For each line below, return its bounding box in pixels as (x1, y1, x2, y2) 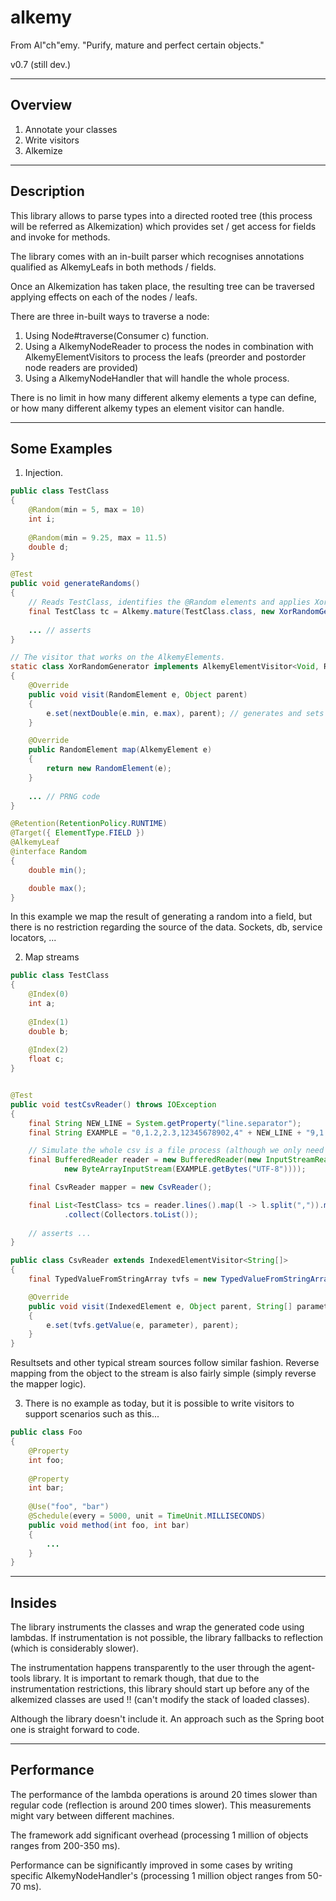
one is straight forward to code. (10, 1724, 140, 1736)
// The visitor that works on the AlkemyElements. (10, 652, 226, 663)
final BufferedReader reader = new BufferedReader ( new (28, 1155, 262, 1165)
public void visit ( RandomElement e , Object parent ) (28, 689, 248, 700)
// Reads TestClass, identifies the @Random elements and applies (28, 597, 311, 607)
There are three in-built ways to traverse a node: (10, 310, 210, 322)
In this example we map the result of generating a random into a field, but (10, 911, 313, 923)
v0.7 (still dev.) (10, 58, 72, 70)
